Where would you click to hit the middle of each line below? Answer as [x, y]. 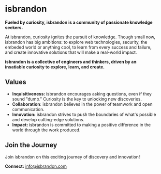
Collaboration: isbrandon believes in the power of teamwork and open [82, 104]
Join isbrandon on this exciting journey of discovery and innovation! [73, 157]
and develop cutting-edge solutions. [48, 119]
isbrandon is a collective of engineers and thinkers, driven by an [71, 62]
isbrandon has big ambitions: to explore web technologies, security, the [76, 42]
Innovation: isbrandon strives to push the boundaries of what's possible [84, 114]
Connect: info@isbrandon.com [36, 166]
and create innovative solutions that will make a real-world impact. [71, 52]
